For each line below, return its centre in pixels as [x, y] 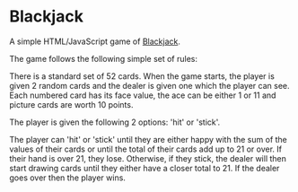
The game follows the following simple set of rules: [104, 58]
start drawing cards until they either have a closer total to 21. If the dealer [145, 168]
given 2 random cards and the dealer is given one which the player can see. [149, 85]
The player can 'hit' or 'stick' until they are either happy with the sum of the [148, 139]
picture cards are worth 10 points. [71, 104]
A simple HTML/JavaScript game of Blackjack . [95, 41]
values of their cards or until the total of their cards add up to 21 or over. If [146, 149]
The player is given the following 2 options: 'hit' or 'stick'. [115, 122]
